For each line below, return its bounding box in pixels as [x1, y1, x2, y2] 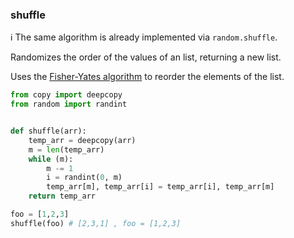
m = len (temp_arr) [28, 144, 105, 155]
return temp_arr [28, 191, 97, 202]
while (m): [28, 154, 74, 164]
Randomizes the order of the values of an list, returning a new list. [10, 51, 282, 63]
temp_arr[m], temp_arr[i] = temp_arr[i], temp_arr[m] [46, 182, 275, 192]
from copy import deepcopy [10, 90, 123, 100]
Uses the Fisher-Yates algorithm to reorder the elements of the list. [10, 71, 285, 83]
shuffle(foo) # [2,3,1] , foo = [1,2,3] [10, 218, 182, 228]
